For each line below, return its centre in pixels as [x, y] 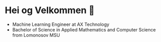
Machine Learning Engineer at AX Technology [61, 24]
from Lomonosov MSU [36, 35]
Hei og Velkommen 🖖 [50, 10]
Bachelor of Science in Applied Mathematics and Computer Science [84, 29]
